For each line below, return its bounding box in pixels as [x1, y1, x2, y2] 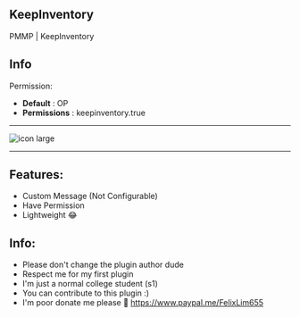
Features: [9, 167, 64, 182]
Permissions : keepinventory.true [21, 107, 146, 118]
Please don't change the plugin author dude [21, 259, 185, 271]
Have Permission [21, 200, 85, 211]
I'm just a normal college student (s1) [21, 279, 159, 289]
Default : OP [21, 97, 69, 108]
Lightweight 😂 [21, 210, 78, 221]
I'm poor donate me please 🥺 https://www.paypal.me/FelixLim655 [21, 297, 264, 308]
